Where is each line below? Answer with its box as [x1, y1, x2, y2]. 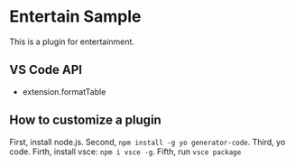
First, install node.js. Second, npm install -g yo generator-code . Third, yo [9, 136, 286, 147]
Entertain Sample [9, 6, 142, 27]
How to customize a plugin [9, 113, 162, 128]
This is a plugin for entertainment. [9, 36, 135, 47]
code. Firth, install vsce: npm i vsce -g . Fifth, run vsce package [9, 146, 242, 157]
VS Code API [9, 62, 83, 78]
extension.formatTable [22, 86, 106, 97]
